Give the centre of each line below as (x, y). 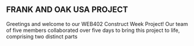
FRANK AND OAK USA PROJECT (67, 10)
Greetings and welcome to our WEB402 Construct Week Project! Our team (97, 24)
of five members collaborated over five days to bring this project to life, (93, 30)
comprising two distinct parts (42, 36)
